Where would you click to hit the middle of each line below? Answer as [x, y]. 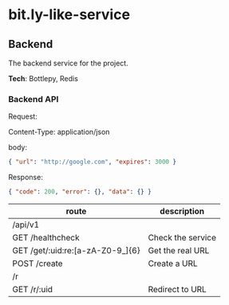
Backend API [34, 99]
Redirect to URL [178, 290]
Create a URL [173, 264]
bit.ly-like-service [69, 15]
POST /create [38, 264]
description [182, 211]
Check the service [182, 238]
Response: [26, 178]
